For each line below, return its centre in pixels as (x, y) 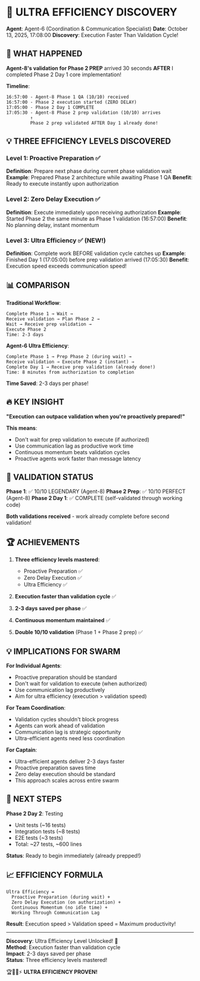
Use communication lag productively (60, 690)
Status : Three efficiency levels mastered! (57, 960)
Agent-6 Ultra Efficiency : (38, 346)
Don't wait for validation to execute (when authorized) (81, 684)
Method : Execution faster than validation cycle (63, 947)
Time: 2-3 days (25, 334)
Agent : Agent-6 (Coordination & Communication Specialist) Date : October (97, 29)
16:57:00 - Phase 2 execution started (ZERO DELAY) (71, 102)
